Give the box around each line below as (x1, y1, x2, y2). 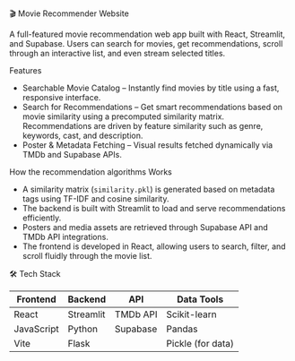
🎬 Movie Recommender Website (9, 8, 130, 19)
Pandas (166, 322, 198, 335)
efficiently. (22, 212, 62, 223)
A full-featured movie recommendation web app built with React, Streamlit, (9, 29, 285, 39)
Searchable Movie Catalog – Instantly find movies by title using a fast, (22, 82, 280, 93)
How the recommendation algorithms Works (9, 167, 172, 177)
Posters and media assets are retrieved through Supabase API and (22, 222, 269, 232)
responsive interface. (22, 92, 101, 102)
